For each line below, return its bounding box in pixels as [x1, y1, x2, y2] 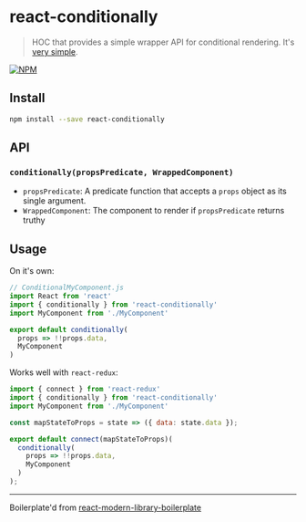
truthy [22, 214, 46, 225]
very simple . [31, 46, 79, 57]
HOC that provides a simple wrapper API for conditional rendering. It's [31, 37, 295, 47]
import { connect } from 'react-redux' [9, 385, 161, 394]
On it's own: [9, 266, 55, 277]
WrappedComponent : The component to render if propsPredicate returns [22, 205, 285, 216]
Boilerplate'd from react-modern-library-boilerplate [9, 502, 202, 513]
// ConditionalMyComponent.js [9, 283, 125, 293]
